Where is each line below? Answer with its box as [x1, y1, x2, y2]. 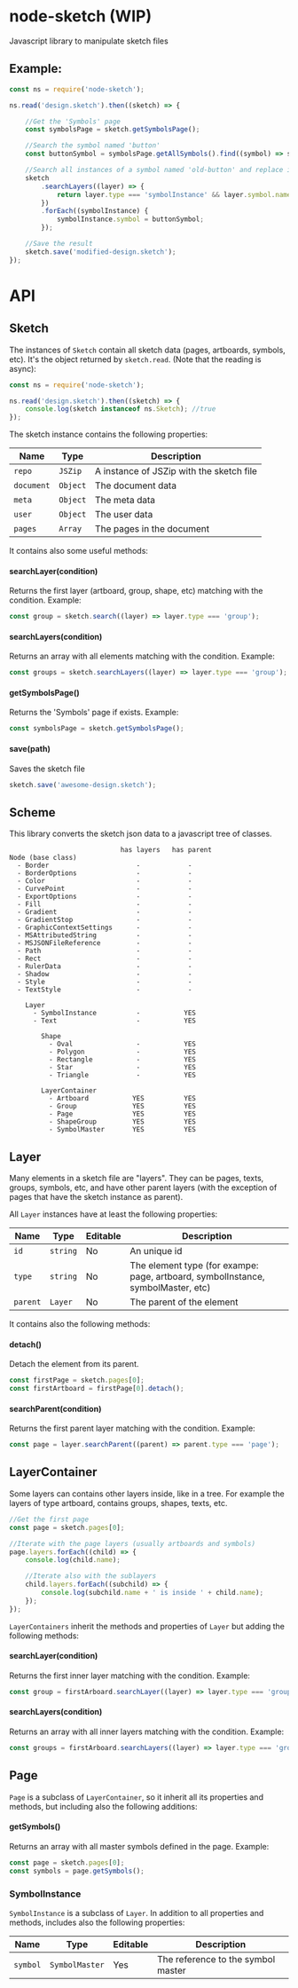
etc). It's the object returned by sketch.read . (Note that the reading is [9, 353, 262, 365]
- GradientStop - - [17, 916, 192, 925]
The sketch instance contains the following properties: [9, 429, 208, 440]
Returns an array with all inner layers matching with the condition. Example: [9, 1726, 285, 1737]
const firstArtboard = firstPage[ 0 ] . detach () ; [9, 1384, 184, 1393]
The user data [94, 509, 153, 521]
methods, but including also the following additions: [9, 1801, 198, 1811]
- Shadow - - [17, 970, 192, 979]
